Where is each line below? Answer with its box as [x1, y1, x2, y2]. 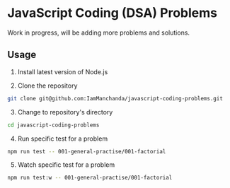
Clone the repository [17, 81, 78, 90]
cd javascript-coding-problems [7, 122, 100, 129]
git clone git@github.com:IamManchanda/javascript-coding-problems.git [7, 95, 223, 102]
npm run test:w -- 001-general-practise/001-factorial [7, 175, 173, 182]
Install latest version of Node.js [17, 67, 108, 76]
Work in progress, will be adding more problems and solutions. [7, 28, 190, 37]
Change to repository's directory [17, 107, 113, 116]
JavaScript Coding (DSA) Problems [7, 5, 218, 21]
